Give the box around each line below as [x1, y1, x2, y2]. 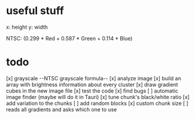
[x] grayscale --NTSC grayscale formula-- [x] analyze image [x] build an [6, 74, 181, 81]
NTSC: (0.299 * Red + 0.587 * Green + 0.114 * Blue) [6, 35, 133, 42]
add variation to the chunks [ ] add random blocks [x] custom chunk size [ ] [6, 100, 189, 107]
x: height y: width [6, 23, 48, 30]
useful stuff [6, 4, 65, 18]
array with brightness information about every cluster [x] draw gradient [6, 81, 178, 88]
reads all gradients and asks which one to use [6, 106, 117, 113]
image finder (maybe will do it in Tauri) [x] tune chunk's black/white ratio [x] [6, 93, 190, 100]
